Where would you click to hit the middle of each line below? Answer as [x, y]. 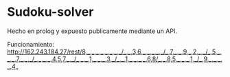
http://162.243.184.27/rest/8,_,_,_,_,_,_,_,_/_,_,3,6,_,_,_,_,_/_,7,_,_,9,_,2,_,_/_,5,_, [114, 52]
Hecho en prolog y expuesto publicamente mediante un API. [92, 31]
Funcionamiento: [31, 44]
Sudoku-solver [50, 12]
